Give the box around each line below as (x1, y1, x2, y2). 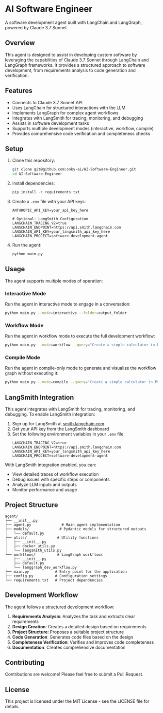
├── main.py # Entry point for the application (5, 569, 127, 574)
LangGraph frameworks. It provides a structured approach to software (5, 62, 146, 68)
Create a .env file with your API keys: (12, 199, 86, 204)
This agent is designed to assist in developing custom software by (5, 52, 137, 57)
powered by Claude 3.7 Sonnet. (5, 24, 68, 30)
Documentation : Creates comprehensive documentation (12, 644, 126, 650)
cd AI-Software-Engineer (12, 171, 63, 176)
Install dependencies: (12, 180, 55, 186)
